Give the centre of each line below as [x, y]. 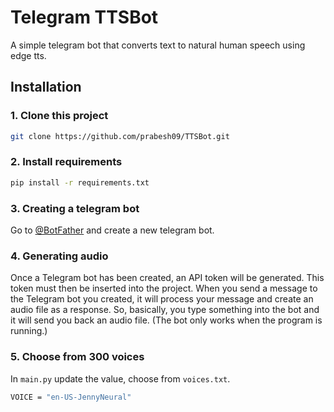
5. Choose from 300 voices [77, 357]
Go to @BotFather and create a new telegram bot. [112, 230]
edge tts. [28, 55]
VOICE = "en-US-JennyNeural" [71, 397]
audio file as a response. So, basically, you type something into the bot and [165, 310]
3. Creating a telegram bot [75, 208]
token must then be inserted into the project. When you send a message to [164, 288]
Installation [46, 87]
